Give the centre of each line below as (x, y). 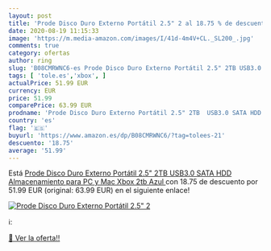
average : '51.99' (38, 150)
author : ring (30, 61)
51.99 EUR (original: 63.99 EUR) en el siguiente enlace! (99, 191)
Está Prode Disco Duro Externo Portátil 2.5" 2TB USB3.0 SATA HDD (120, 173)
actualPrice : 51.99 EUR (48, 83)
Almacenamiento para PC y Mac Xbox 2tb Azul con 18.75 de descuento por (133, 182)
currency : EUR (32, 91)
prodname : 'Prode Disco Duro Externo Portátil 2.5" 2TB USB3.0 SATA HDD (135, 113)
